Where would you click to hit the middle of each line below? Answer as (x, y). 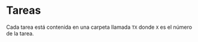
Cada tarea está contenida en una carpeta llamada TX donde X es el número (99, 27)
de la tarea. (20, 33)
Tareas (24, 10)
